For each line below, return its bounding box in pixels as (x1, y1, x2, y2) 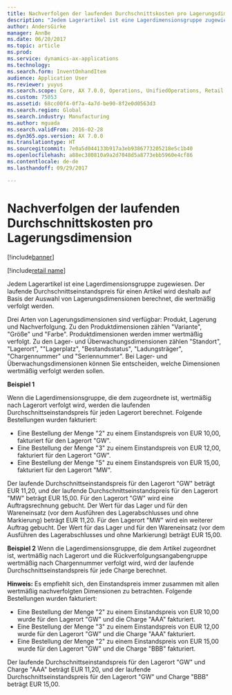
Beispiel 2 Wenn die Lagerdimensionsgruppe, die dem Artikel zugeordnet (7, 544, 216, 552)
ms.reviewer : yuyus (7, 81, 64, 88)
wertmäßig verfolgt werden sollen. (7, 366, 105, 374)
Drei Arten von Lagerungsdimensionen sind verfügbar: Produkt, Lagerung (7, 315, 217, 323)
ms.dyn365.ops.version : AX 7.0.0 (7, 132, 104, 139)
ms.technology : (7, 62, 51, 69)
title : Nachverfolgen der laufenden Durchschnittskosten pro (7, 10, 187, 17)
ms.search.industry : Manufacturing (7, 113, 110, 120)
